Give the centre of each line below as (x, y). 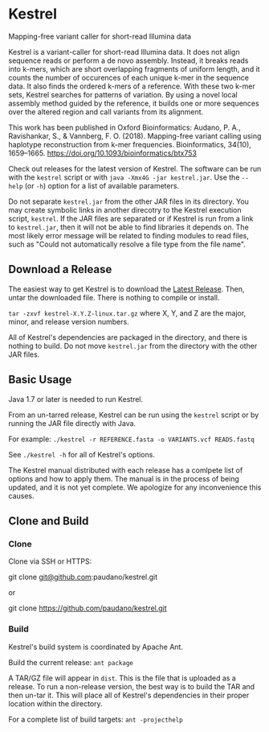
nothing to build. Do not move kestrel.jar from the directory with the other (133, 345)
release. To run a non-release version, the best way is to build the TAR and (132, 686)
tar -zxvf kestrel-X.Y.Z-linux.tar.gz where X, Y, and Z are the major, (127, 313)
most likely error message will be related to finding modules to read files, (128, 235)
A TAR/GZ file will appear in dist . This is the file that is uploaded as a (122, 678)
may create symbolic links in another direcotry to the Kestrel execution (125, 209)
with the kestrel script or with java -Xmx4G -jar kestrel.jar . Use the (124, 177)
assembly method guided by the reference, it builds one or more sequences (134, 103)
